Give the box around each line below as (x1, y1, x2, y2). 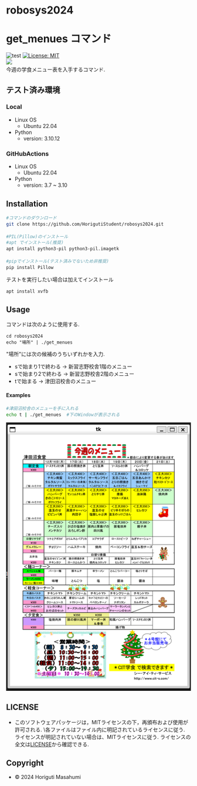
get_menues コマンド (6, 32, 111, 46)
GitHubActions (6, 149, 49, 157)
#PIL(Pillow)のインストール (6, 233, 69, 240)
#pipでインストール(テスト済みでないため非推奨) (6, 258, 110, 264)
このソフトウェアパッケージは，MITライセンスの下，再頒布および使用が (14, 718, 189, 725)
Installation (6, 199, 48, 209)
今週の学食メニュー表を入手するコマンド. (6, 66, 106, 73)
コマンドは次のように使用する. (6, 321, 80, 328)
